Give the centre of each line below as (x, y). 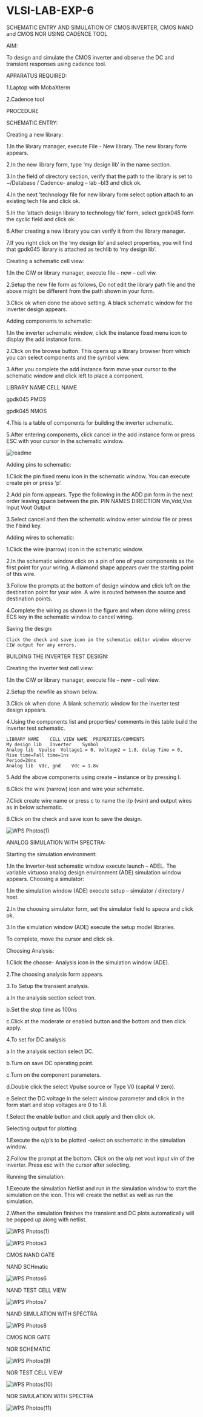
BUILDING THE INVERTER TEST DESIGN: (58, 656)
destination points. (29, 599)
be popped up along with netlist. (47, 1220)
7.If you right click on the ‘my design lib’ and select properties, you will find (99, 242)
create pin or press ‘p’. (34, 482)
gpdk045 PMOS (26, 399)
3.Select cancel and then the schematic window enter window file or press (99, 519)
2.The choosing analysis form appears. (55, 974)
